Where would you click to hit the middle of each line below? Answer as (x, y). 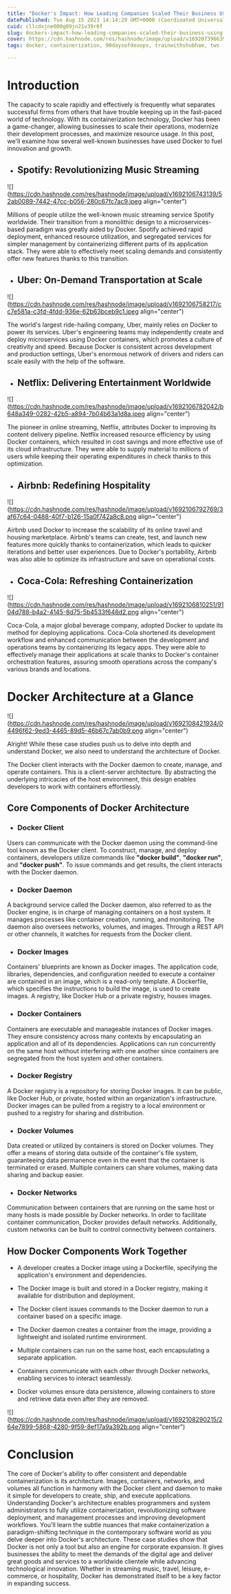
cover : (16, 39)
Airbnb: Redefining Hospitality (84, 485)
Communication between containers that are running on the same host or (111, 1207)
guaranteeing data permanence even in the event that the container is (106, 1161)
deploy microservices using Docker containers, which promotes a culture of (114, 339)
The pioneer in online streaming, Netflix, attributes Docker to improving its (112, 427)
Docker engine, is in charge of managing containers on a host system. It (109, 912)
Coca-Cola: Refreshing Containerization (105, 581)
